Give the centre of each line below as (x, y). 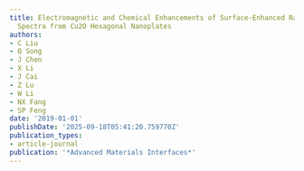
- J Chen (26, 60)
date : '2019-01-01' (46, 119)
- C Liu (24, 43)
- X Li (22, 69)
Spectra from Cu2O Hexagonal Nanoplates (95, 26)
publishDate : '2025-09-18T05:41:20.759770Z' (95, 128)
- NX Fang (28, 102)
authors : (26, 34)
